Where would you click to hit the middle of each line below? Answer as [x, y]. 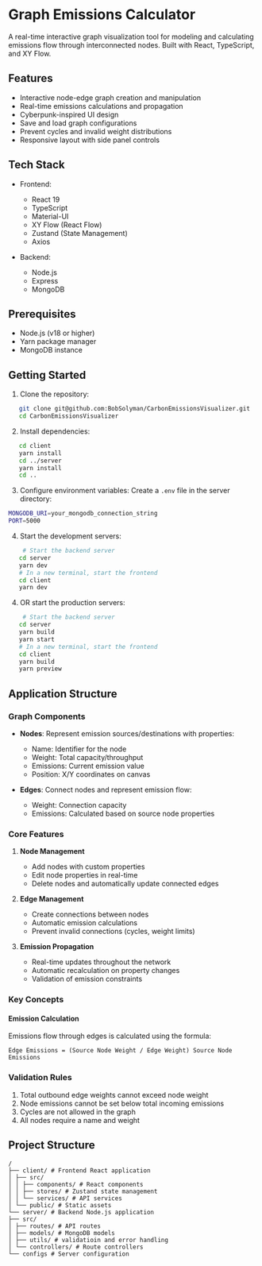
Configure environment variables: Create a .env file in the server [125, 491]
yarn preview [40, 669]
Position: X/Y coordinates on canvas [91, 774]
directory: [36, 499]
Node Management [52, 851]
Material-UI [50, 216]
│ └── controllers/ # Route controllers [76, 1247]
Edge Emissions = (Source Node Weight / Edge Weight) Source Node [120, 1051]
